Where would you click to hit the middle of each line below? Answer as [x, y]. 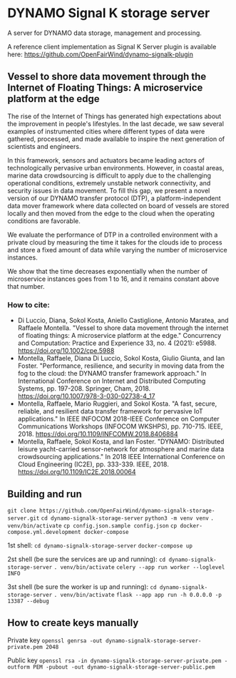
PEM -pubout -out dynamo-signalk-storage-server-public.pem [124, 667]
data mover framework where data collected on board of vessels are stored [118, 205]
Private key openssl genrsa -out [55, 640]
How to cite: [29, 304]
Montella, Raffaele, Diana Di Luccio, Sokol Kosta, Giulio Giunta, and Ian [121, 359]
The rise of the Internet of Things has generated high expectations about [114, 116]
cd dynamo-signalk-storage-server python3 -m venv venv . [127, 518]
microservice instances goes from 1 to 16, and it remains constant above [113, 279]
